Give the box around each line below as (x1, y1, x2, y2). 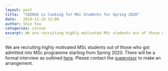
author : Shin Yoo (5, 21, 41, 26)
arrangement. (5, 60, 33, 66)
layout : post (5, 7, 32, 12)
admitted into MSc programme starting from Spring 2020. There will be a (5, 49, 155, 55)
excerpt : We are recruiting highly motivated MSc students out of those (5, 30, 160, 35)
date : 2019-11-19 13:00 (5, 16, 59, 21)
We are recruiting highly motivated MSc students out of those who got (5, 44, 150, 50)
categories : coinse (5, 26, 46, 31)
